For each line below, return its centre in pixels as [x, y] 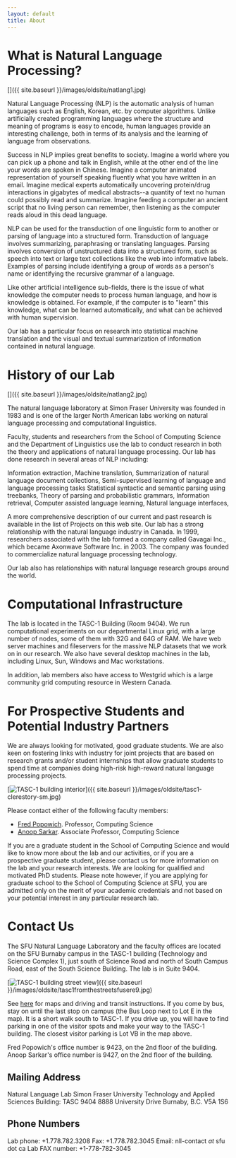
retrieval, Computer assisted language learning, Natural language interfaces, [118, 503]
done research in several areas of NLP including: [78, 460]
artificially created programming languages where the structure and [106, 119]
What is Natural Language [85, 55]
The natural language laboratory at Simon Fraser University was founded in [116, 408]
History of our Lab [61, 375]
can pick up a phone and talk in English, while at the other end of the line [113, 163]
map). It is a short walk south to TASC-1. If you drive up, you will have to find [118, 1019]
